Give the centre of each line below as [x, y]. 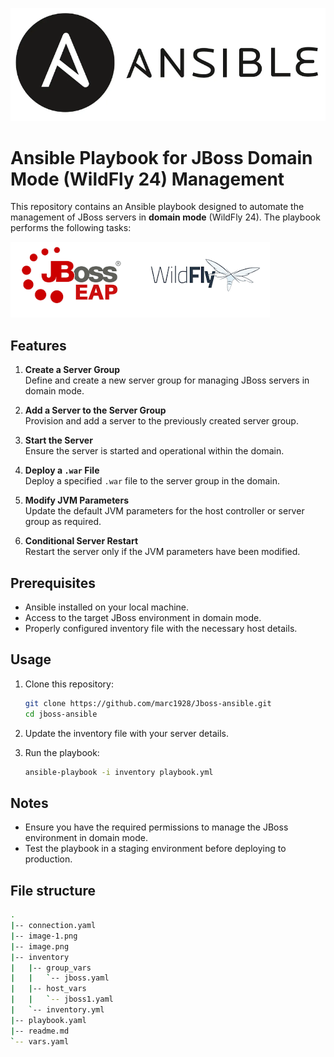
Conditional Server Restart [81, 541]
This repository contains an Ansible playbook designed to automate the [157, 207]
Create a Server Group [72, 370]
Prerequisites [53, 583]
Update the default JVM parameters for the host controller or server [164, 511]
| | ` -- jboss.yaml [60, 978]
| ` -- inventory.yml [57, 1010]
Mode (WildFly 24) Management [147, 179]
